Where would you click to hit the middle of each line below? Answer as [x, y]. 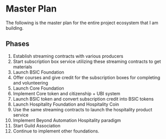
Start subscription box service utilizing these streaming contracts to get [87, 61]
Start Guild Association [37, 125]
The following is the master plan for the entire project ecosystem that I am [82, 23]
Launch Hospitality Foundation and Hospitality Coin [66, 104]
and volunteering [30, 83]
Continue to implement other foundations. [56, 131]
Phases [18, 44]
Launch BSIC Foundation [39, 72]
